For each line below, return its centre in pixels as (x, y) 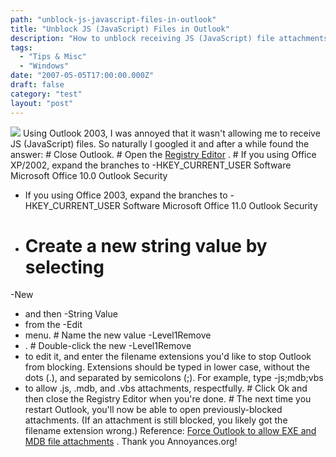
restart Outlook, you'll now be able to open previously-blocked (153, 410)
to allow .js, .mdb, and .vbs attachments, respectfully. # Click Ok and (166, 388)
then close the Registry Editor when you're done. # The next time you (168, 399)
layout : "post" (42, 103)
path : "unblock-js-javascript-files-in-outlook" (113, 19)
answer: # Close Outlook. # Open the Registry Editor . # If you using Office (163, 154)
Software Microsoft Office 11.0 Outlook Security (220, 205)
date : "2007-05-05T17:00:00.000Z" (82, 76)
